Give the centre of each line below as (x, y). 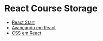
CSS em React (27, 33)
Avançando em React (34, 27)
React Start (23, 22)
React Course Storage (51, 9)
